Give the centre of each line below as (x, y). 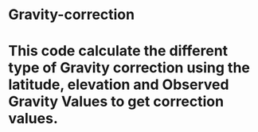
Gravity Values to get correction (116, 102)
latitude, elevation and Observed (119, 85)
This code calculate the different (118, 51)
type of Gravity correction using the (129, 68)
